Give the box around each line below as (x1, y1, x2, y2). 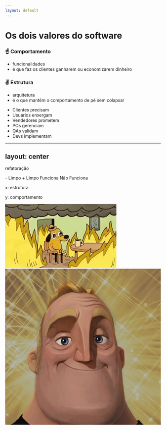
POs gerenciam (12, 123, 44, 129)
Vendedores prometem (12, 117, 59, 123)
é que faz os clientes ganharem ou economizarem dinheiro (12, 66, 132, 72)
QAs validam (12, 128, 39, 134)
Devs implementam (12, 133, 52, 139)
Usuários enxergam (12, 112, 52, 118)
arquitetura (12, 92, 35, 98)
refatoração (5, 165, 29, 171)
